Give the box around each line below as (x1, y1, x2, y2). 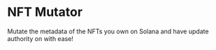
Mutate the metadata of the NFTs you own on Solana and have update (7, 27, 209, 35)
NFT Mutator (7, 4, 82, 20)
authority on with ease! (7, 34, 73, 42)
